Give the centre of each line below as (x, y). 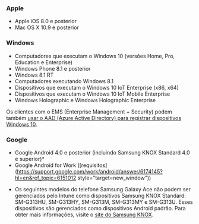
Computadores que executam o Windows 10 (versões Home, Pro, (95, 56)
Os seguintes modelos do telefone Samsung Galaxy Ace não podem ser (103, 189)
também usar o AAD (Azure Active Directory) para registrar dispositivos (94, 118)
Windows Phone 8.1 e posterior (53, 68)
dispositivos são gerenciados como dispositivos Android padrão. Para (100, 208)
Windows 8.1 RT (34, 75)
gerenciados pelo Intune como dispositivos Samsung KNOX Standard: (100, 195)
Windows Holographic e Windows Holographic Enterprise (85, 100)
